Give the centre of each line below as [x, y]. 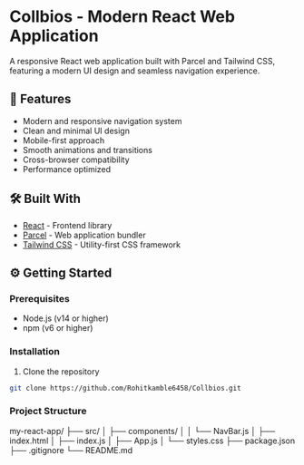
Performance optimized [67, 169]
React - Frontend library [67, 225]
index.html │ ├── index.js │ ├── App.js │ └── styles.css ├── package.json [152, 441]
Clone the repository [61, 371]
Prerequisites [39, 298]
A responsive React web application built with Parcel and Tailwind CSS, [142, 61]
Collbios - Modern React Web [123, 17]
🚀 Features [40, 99]
